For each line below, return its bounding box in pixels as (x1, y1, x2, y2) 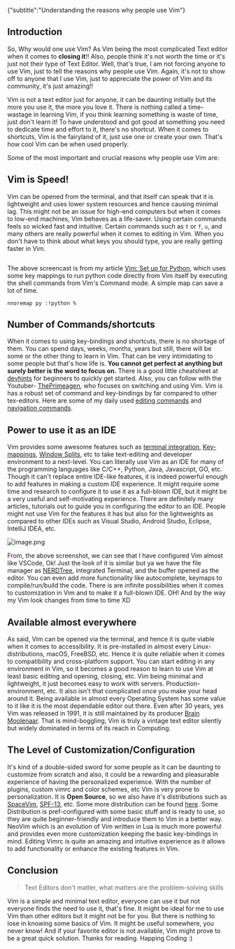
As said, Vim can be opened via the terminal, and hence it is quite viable (7, 635, 215, 644)
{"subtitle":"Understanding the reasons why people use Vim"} (7, 6, 185, 14)
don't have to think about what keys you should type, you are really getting (7, 237, 222, 245)
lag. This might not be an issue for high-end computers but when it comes (7, 207, 221, 215)
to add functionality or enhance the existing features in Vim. (7, 844, 180, 853)
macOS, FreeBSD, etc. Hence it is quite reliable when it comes (46, 650, 225, 658)
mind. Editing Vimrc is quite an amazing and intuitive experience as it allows (7, 836, 225, 845)
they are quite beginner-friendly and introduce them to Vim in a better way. (7, 814, 223, 823)
